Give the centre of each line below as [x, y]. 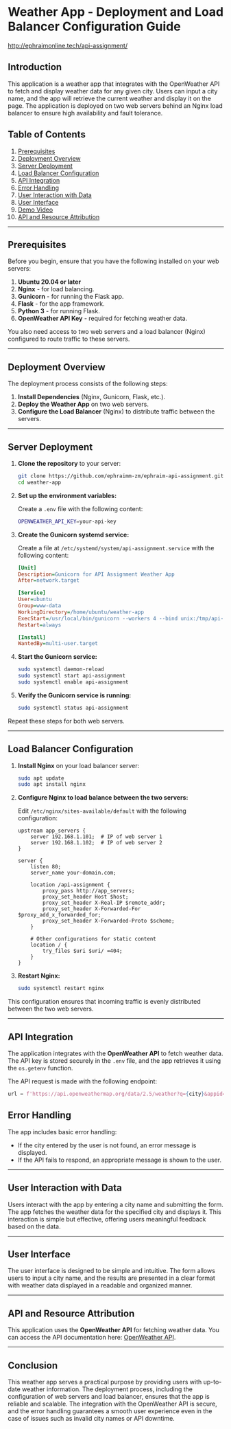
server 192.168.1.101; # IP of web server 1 [97, 837]
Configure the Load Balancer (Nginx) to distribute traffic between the [116, 412]
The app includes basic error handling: [62, 1132]
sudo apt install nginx [52, 785]
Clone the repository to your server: [69, 463]
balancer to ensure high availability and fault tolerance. [85, 113]
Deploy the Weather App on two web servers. [83, 404]
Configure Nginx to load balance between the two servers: [103, 798]
